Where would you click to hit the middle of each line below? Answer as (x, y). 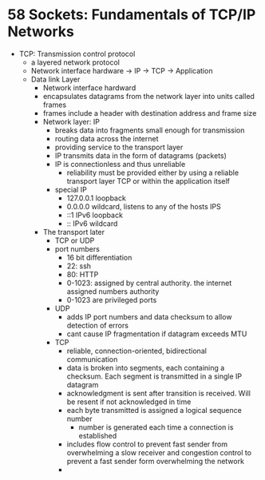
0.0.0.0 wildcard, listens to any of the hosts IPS (144, 206)
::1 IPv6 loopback (95, 215)
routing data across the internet (107, 138)
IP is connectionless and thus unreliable (120, 164)
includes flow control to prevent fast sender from (147, 444)
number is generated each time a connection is (156, 427)
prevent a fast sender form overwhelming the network (156, 461)
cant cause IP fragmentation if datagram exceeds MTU (157, 334)
